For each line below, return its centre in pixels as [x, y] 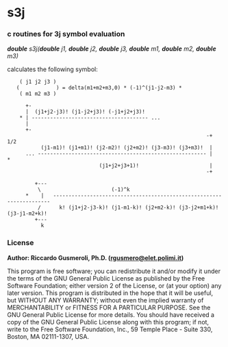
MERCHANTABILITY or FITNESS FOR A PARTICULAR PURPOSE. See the [109, 307]
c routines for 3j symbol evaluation [66, 34]
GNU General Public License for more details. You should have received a [111, 314]
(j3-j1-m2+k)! [27, 214]
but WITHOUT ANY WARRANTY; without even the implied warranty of [105, 300]
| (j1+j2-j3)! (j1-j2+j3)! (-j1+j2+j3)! [85, 112]
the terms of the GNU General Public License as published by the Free [106, 278]
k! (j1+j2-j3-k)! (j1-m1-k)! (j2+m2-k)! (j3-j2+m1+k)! [139, 208]
